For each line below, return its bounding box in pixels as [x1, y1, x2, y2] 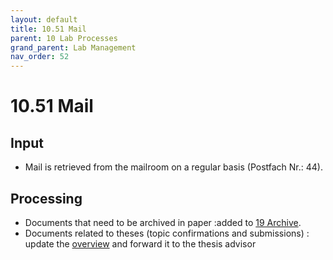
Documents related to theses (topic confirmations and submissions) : [24, 227, 310, 239]
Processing [10, 190, 83, 207]
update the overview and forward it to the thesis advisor [24, 237, 257, 250]
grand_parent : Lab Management [10, 42, 137, 53]
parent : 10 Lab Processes [10, 33, 118, 43]
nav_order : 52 [10, 52, 70, 62]
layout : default [10, 14, 78, 25]
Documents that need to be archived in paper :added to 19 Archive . [24, 216, 302, 228]
